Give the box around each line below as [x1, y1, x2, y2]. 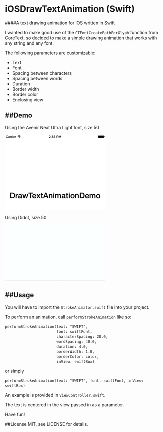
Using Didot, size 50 [5, 214, 47, 220]
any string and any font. [5, 40, 54, 46]
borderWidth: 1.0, [56, 349, 95, 354]
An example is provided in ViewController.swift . [5, 392, 106, 398]
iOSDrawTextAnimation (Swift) [5, 3, 135, 15]
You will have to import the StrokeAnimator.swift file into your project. [5, 304, 150, 310]
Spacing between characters [12, 70, 72, 76]
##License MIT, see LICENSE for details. [5, 421, 88, 427]
